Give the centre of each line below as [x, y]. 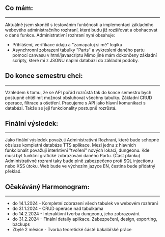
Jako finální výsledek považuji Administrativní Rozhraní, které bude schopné [82, 140]
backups [21, 224]
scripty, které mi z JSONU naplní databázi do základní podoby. [75, 60]
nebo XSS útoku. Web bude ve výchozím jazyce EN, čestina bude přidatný [80, 166]
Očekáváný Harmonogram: [47, 187]
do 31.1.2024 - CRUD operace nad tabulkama [58, 208]
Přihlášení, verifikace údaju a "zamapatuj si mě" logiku [67, 44]
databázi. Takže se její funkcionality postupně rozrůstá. [61, 108]
